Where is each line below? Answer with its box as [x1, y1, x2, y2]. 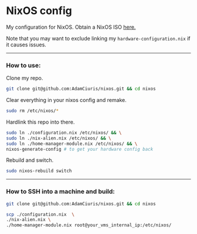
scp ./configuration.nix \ [6, 211, 75, 218]
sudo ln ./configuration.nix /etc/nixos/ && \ [6, 130, 122, 135]
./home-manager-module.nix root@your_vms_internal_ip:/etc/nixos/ [6, 222, 172, 228]
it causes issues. [6, 41, 47, 48]
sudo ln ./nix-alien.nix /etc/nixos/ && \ [6, 135, 111, 141]
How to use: [6, 61, 41, 69]
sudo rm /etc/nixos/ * [6, 108, 59, 114]
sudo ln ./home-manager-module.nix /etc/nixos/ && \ [6, 141, 138, 147]
